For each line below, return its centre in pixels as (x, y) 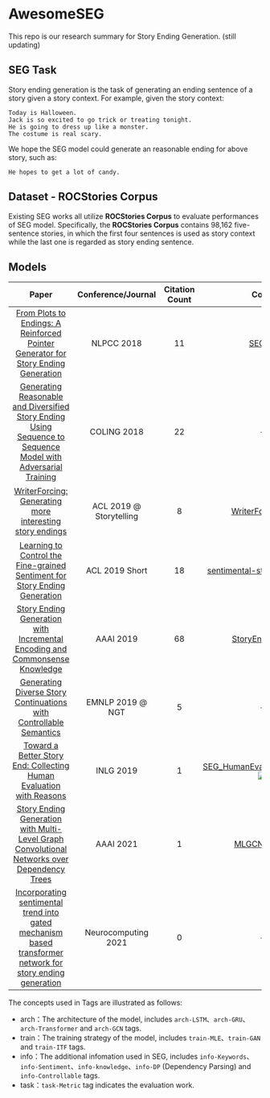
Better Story (41, 755)
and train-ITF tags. (53, 1047)
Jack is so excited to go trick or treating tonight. (100, 120)
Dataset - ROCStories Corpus (83, 197)
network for (41, 963)
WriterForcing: (41, 491)
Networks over (41, 859)
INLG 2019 (117, 771)
